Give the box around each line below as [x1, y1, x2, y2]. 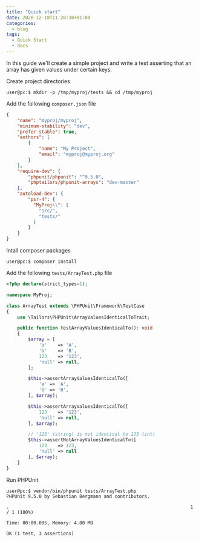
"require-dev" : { [17, 168, 61, 174]
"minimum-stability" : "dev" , [17, 123, 91, 129]
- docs [11, 43, 28, 49]
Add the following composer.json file [6, 100, 96, 107]
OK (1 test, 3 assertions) [6, 530, 74, 537]
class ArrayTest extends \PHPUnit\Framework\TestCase [6, 303, 145, 309]
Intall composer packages [6, 247, 71, 254]
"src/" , [38, 208, 59, 214]
